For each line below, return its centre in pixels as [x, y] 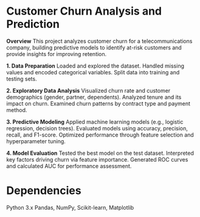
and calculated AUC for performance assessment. [69, 166]
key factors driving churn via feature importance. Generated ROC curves [97, 159]
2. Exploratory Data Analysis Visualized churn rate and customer [88, 90]
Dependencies [44, 191]
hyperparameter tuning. [36, 141]
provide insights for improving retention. [57, 54]
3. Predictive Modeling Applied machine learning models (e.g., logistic [95, 122]
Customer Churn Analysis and [84, 11]
